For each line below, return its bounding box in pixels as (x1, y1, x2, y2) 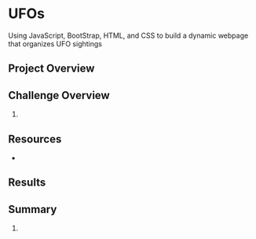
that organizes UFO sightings (8, 39, 102, 48)
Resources (8, 132, 62, 145)
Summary (8, 202, 57, 216)
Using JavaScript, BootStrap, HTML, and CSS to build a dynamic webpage (8, 31, 249, 40)
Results (8, 176, 46, 189)
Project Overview (8, 62, 95, 75)
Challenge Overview (8, 88, 110, 102)
